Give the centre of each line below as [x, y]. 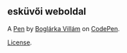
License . [20, 42]
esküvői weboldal [47, 12]
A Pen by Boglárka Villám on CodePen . [64, 28]
